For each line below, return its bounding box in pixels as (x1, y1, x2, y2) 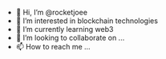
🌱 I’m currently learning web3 (15, 25, 114, 33)
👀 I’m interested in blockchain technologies (15, 16, 159, 26)
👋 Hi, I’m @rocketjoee (15, 8, 88, 17)
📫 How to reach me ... (15, 42, 91, 51)
